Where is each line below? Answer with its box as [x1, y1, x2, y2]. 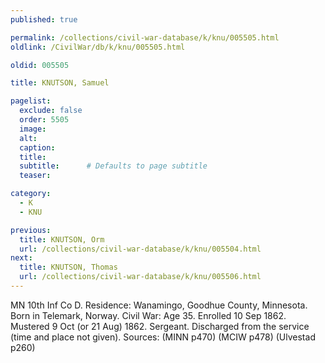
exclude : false [19, 106, 83, 116]
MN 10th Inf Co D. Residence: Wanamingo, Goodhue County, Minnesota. [10, 299, 308, 311]
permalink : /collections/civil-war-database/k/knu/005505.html [10, 32, 280, 43]
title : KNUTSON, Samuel [10, 78, 110, 88]
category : [10, 189, 52, 199]
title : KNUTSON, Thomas [19, 262, 118, 273]
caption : [19, 142, 56, 153]
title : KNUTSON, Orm [19, 234, 105, 245]
